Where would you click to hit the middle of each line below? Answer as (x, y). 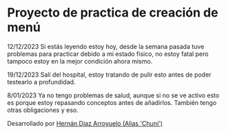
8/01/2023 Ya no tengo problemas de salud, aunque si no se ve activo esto (113, 95)
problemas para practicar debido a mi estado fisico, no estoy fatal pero (108, 54)
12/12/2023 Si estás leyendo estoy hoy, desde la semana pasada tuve (106, 46)
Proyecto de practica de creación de (113, 13)
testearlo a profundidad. (41, 82)
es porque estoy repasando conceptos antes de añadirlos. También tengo (112, 102)
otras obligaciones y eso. (43, 110)
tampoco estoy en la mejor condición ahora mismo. (80, 61)
